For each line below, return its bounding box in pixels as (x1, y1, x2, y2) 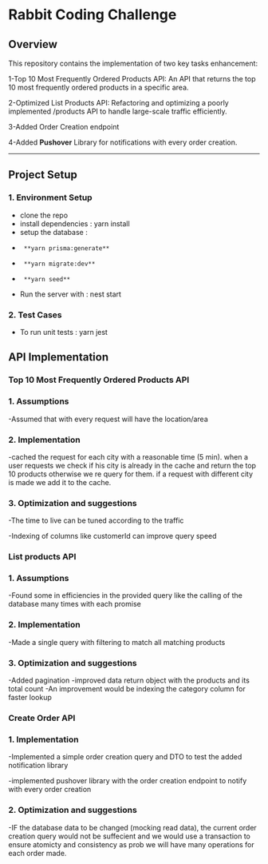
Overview (8, 38, 58, 51)
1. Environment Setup (8, 192, 93, 203)
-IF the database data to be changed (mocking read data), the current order (8, 822, 257, 832)
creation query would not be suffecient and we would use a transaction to (8, 831, 251, 841)
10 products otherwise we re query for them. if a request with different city (8, 469, 254, 479)
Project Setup (8, 168, 78, 181)
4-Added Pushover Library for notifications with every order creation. (8, 137, 238, 147)
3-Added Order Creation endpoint (8, 122, 120, 131)
